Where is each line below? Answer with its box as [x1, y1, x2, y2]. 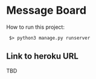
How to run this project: [6, 23, 65, 31]
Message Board [6, 4, 86, 17]
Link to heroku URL [6, 51, 78, 62]
